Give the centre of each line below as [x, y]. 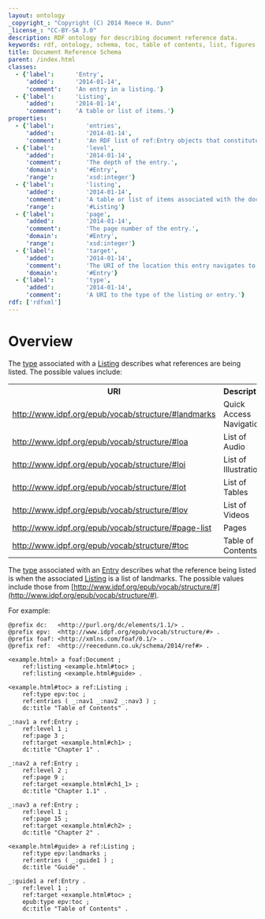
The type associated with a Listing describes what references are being [125, 363]
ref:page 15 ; [45, 819]
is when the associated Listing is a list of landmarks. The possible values [126, 578]
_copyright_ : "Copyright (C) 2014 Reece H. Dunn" [91, 23]
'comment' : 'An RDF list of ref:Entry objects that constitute [142, 140]
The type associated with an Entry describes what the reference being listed [132, 569]
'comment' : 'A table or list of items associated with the [135, 199]
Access [237, 414]
